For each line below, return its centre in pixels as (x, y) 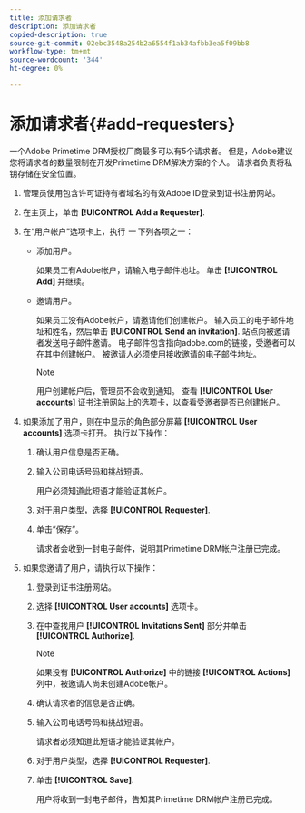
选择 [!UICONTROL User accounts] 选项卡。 (119, 606)
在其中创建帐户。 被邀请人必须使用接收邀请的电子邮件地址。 (148, 354)
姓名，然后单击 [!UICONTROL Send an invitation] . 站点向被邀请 (171, 331)
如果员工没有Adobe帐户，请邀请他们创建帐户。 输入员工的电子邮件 (161, 319)
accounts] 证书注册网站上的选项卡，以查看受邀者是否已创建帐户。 (160, 402)
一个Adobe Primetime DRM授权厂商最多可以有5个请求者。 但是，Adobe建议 (151, 151)
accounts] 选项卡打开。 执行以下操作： (96, 433)
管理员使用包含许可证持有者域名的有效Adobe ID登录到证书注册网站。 (151, 192)
